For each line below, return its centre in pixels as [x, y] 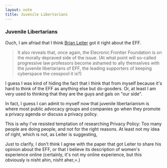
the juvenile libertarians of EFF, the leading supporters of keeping [84, 68]
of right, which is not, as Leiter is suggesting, [51, 134]
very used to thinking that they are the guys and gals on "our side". [74, 94]
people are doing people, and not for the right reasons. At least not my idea [83, 129]
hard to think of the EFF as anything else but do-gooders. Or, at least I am [81, 88]
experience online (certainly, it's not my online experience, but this [74, 155]
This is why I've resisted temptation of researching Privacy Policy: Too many [83, 124]
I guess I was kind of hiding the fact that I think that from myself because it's [84, 83]
